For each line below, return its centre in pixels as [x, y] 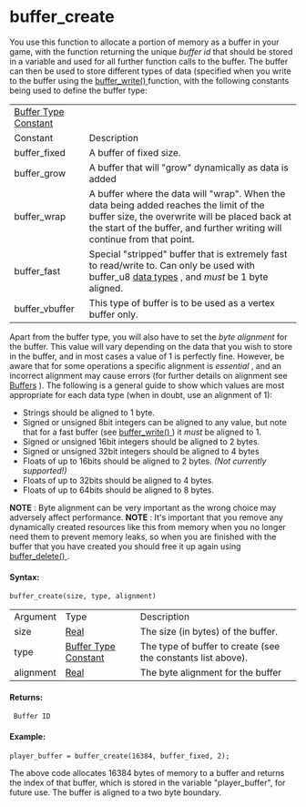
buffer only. [113, 314]
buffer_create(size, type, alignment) [83, 597]
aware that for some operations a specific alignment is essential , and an [146, 365]
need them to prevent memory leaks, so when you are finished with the [143, 536]
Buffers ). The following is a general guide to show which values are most [147, 385]
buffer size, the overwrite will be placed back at [190, 216]
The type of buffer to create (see [210, 647]
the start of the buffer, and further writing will [185, 228]
